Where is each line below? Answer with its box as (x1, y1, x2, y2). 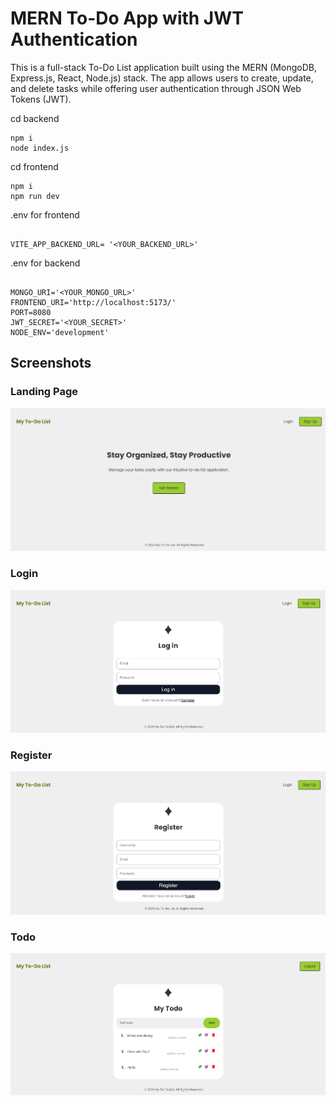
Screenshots (10, 355, 92, 372)
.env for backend (10, 257, 81, 269)
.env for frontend (10, 208, 80, 221)
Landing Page (10, 385, 79, 399)
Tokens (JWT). (10, 93, 72, 105)
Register (10, 748, 53, 762)
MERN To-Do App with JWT (10, 7, 244, 30)
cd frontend (10, 160, 59, 172)
